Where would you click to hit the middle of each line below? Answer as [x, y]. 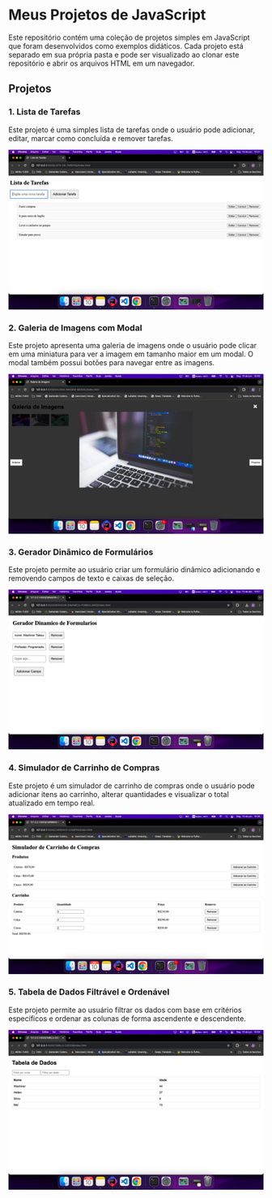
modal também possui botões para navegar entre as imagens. [112, 362]
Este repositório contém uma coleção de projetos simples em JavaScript [129, 37]
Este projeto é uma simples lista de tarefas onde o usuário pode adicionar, [132, 129]
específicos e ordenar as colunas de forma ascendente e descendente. [127, 1018]
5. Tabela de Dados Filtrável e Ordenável [89, 992]
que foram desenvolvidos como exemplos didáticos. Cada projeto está [126, 45]
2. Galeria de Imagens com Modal [75, 328]
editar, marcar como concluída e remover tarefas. [91, 138]
